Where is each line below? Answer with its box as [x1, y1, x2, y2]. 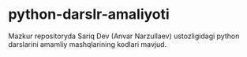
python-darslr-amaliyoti [8, 5, 170, 23]
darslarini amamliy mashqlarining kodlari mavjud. [8, 39, 167, 48]
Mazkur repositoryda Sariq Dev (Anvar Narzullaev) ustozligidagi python [8, 31, 240, 41]
